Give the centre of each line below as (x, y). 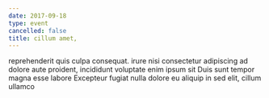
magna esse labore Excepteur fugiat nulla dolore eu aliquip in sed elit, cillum (135, 78)
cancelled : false (38, 31)
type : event (28, 23)
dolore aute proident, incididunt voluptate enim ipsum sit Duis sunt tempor (132, 70)
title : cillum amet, (43, 38)
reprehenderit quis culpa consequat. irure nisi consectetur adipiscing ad (128, 61)
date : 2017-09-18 (38, 16)
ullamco (21, 87)
